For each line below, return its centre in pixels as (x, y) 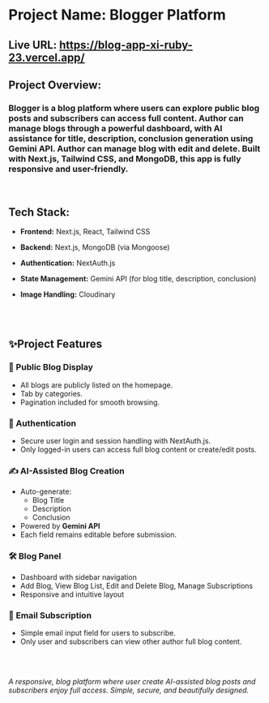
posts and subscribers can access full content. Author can (126, 118)
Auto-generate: (45, 491)
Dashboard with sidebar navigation (79, 577)
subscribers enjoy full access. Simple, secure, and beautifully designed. (129, 690)
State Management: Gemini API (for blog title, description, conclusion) (138, 279)
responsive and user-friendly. (68, 169)
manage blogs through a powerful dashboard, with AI (115, 128)
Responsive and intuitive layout (72, 594)
